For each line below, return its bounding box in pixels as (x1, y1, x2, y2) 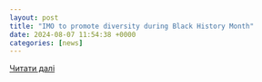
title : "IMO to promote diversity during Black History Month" (9, 22, 255, 31)
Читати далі (9, 63, 55, 74)
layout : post (9, 13, 59, 23)
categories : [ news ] (9, 38, 84, 48)
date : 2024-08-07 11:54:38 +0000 (9, 30, 136, 39)
